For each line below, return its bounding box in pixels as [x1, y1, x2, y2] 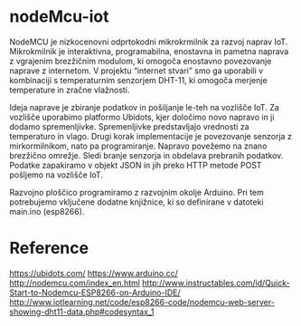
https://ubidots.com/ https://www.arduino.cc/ [9, 267, 179, 278]
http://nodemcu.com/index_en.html [9, 277, 140, 288]
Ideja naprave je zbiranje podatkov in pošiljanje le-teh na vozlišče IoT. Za [9, 101, 280, 112]
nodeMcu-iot [9, 6, 110, 27]
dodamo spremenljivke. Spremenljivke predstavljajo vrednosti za [9, 120, 250, 132]
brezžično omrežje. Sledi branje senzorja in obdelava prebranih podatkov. [9, 149, 284, 160]
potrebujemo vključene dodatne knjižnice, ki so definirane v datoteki [9, 197, 264, 207]
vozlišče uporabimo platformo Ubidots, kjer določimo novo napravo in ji [9, 111, 275, 122]
